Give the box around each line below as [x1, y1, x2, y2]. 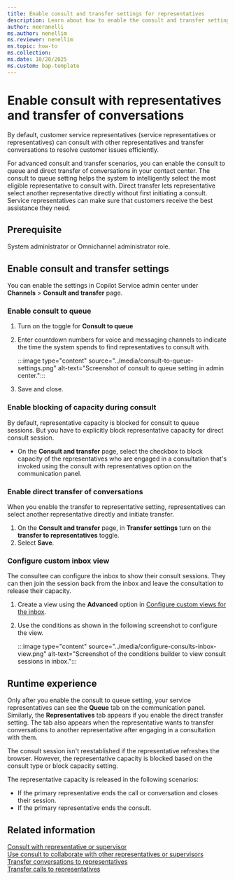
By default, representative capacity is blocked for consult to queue [7, 418, 199, 427]
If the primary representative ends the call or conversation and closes [17, 789, 218, 797]
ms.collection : [7, 50, 52, 57]
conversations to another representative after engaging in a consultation [7, 726, 215, 734]
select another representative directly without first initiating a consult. [7, 188, 208, 197]
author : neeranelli [7, 23, 64, 30]
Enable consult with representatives [7, 92, 222, 109]
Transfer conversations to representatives [7, 858, 128, 865]
